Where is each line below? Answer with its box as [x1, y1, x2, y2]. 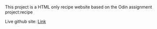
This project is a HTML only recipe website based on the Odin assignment [5, 4, 152, 10]
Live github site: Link [5, 19, 46, 24]
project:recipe [5, 9, 33, 15]
